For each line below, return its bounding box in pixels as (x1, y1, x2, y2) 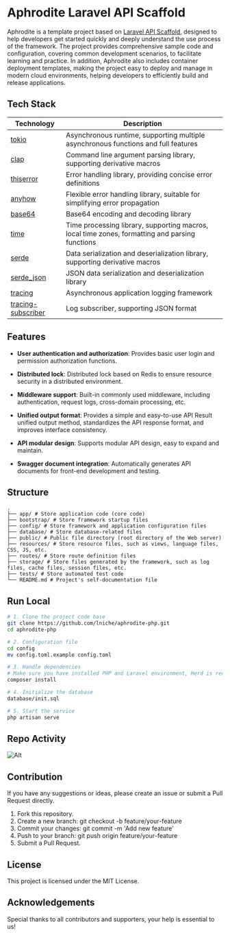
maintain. (16, 446, 43, 454)
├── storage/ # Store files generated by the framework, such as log (7, 559, 210, 566)
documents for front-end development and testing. (16, 466, 161, 475)
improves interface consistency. (16, 425, 107, 433)
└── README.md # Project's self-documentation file (7, 577, 157, 584)
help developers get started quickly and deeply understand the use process (7, 34, 221, 43)
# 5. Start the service (7, 708, 75, 715)
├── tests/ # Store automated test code (7, 571, 125, 577)
